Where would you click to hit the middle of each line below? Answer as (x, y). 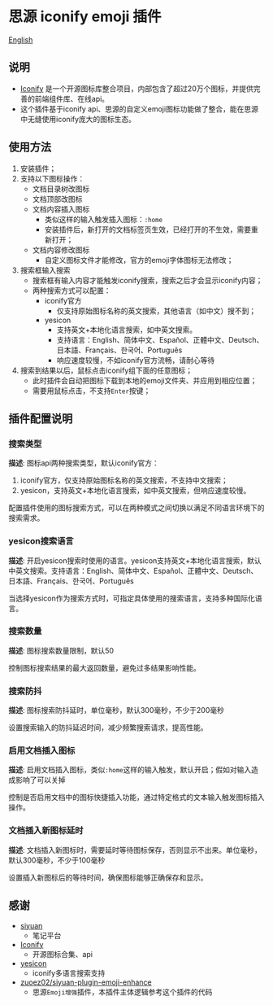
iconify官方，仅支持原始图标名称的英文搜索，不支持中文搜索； (124, 480)
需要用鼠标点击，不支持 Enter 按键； (91, 391)
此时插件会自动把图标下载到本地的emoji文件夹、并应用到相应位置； (145, 380)
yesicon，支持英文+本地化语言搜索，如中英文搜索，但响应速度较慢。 (135, 491)
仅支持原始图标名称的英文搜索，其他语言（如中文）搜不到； (156, 311)
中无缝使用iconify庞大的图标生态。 (78, 119)
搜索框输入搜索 (45, 270)
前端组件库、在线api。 (72, 98)
